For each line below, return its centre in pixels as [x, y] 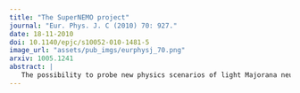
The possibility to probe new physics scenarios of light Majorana [149, 75]
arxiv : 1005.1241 [42, 58]
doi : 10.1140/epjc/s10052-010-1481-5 [79, 42]
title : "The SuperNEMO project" [69, 17]
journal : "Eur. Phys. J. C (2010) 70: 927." [93, 26]
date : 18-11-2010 [42, 34]
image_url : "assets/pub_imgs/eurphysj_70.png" [97, 50]
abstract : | [31, 67]
